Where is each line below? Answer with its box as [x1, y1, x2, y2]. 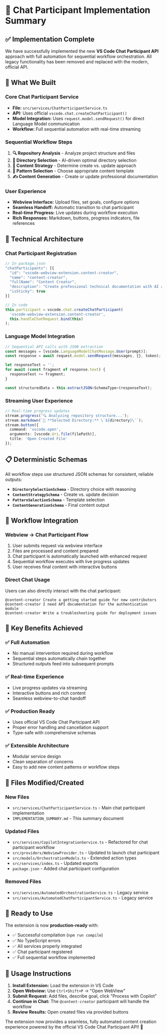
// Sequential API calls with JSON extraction [5, 344, 103, 349]
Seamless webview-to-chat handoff [12, 695, 86, 701]
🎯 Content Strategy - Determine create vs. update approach [12, 162, 137, 169]
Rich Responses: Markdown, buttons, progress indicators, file [12, 215, 140, 221]
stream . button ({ [5, 422, 39, 427]
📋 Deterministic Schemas [5, 455, 88, 464]
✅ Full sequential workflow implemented [12, 955, 95, 961]
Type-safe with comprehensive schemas [12, 730, 96, 736]
